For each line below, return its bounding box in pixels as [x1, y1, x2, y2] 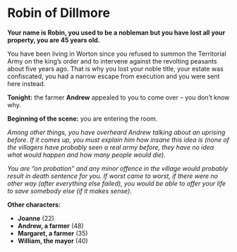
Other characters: [7, 200, 61, 209]
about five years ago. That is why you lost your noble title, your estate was [7, 64, 224, 73]
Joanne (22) [17, 214, 54, 222]
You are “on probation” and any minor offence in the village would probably [7, 164, 228, 172]
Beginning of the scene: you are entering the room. [7, 114, 158, 123]
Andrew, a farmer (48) [17, 221, 85, 230]
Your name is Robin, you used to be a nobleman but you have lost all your [7, 28, 226, 37]
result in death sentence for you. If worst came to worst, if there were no [7, 172, 219, 180]
